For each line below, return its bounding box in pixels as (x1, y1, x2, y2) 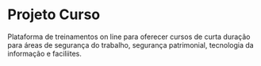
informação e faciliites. (7, 49, 83, 58)
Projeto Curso (7, 6, 101, 24)
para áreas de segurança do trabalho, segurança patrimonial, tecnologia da (7, 40, 255, 49)
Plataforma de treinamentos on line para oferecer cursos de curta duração (7, 32, 251, 41)
